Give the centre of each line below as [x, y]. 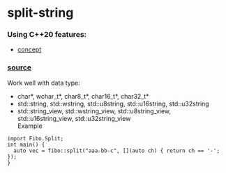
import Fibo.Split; [36, 138]
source [20, 67]
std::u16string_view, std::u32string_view [74, 118]
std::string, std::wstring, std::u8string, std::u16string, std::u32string [113, 104]
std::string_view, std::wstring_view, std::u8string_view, [94, 111]
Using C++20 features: [47, 35]
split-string [40, 13]
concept [29, 49]
